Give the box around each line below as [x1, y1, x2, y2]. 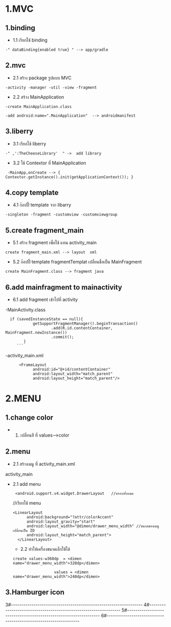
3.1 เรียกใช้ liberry [12, 140, 46, 146]
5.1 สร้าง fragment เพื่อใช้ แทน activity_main [12, 240, 97, 246]
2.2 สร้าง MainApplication [12, 94, 64, 100]
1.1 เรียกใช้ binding [12, 37, 47, 43]
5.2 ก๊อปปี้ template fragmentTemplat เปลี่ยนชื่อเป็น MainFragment [12, 259, 142, 265]
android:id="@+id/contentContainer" [32, 367, 111, 372]
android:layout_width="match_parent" [32, 372, 113, 377]
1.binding [5, 24, 36, 32]
